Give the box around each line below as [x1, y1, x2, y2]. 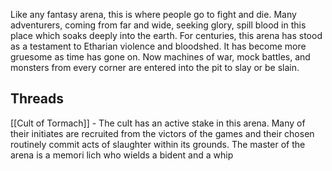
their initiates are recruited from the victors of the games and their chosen [10, 127, 315, 139]
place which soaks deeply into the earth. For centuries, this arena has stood [10, 30, 323, 41]
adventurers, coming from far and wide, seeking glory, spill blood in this [10, 19, 307, 31]
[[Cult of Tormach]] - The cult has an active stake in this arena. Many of [10, 117, 306, 129]
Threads [10, 90, 65, 108]
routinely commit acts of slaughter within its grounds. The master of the [10, 138, 306, 150]
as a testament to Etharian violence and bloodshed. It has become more [10, 40, 307, 52]
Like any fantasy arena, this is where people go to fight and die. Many [10, 9, 297, 20]
